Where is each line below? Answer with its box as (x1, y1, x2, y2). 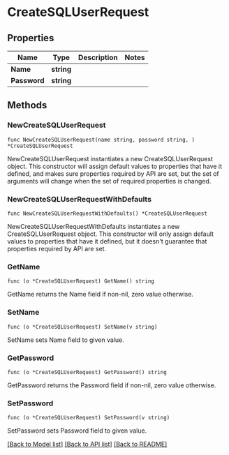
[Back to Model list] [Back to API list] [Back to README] (7, 440, 168, 449)
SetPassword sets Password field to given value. (7, 426, 147, 435)
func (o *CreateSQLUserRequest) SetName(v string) (7, 323, 158, 330)
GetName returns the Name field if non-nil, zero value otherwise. (7, 290, 194, 299)
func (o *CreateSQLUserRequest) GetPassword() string (7, 368, 168, 375)
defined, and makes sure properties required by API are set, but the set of (7, 169, 220, 178)
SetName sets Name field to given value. (7, 336, 124, 344)
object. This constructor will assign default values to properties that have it (7, 162, 222, 170)
